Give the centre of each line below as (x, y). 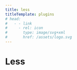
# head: (13, 19)
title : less (17, 10)
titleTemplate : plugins (30, 14)
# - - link (19, 23)
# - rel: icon (24, 28)
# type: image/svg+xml (35, 33)
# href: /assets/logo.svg (38, 37)
